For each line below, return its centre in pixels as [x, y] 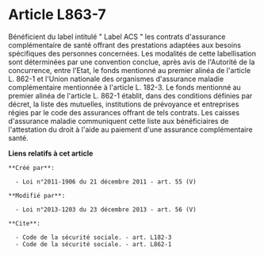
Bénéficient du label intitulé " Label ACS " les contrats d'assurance [117, 37]
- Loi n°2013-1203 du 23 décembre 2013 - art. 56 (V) [106, 209]
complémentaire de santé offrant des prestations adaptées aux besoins [125, 44]
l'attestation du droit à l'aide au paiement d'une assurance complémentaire [130, 129]
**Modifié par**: [37, 195]
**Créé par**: [32, 168]
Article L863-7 [57, 15]
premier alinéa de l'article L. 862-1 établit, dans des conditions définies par [130, 95]
